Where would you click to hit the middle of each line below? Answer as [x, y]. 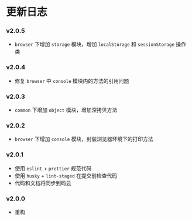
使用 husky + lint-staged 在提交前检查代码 [66, 175]
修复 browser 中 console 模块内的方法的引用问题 [72, 81]
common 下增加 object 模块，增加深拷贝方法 [66, 110]
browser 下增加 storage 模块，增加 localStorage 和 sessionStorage [94, 44]
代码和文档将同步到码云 [43, 183]
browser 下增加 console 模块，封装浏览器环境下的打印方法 [84, 139]
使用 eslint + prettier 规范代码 [53, 168]
